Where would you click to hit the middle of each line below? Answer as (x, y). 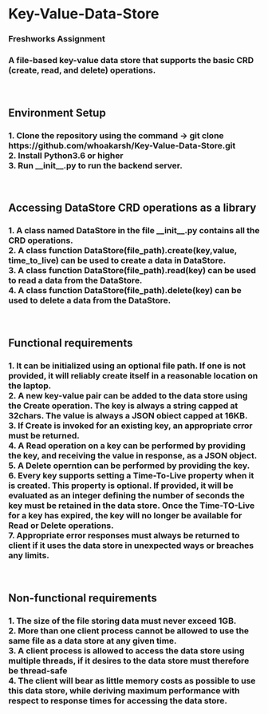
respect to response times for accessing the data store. (118, 700)
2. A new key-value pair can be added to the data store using (128, 396)
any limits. (29, 556)
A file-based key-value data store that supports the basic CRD (131, 61)
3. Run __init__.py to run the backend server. (96, 165)
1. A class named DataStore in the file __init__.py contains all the (134, 231)
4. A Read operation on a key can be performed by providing (127, 446)
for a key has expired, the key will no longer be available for (125, 516)
